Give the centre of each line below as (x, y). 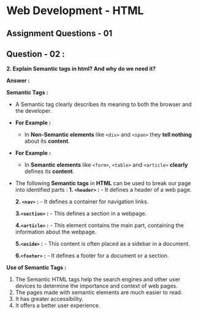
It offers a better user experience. (58, 306)
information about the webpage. (56, 232)
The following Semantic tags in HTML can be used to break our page (103, 183)
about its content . (47, 141)
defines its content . (49, 172)
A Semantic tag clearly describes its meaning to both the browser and (103, 104)
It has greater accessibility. (49, 299)
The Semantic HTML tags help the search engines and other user (98, 279)
